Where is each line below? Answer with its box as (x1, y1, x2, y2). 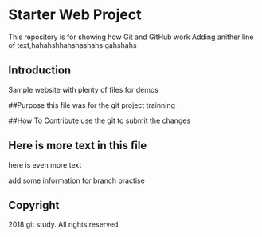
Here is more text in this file (8, 139, 147, 152)
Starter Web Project (8, 6, 142, 24)
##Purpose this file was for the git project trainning (8, 100, 175, 109)
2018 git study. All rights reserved (8, 219, 119, 229)
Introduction (8, 64, 72, 77)
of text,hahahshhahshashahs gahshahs (8, 40, 137, 49)
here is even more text (8, 160, 82, 169)
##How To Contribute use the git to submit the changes (8, 116, 191, 125)
